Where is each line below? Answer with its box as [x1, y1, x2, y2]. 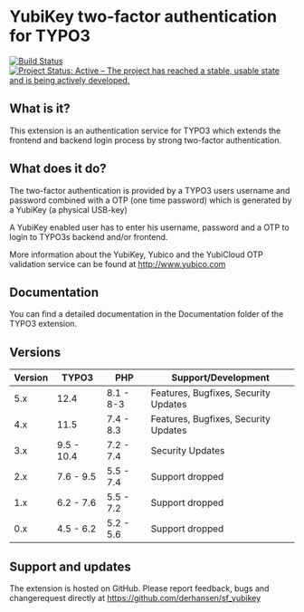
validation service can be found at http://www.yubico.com [9, 258, 226, 269]
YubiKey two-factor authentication [9, 6, 278, 27]
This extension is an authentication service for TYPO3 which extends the [9, 125, 281, 136]
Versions [9, 344, 62, 359]
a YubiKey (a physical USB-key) [9, 204, 128, 215]
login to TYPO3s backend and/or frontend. [9, 231, 168, 242]
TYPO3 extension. [9, 319, 78, 330]
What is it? [9, 101, 71, 117]
